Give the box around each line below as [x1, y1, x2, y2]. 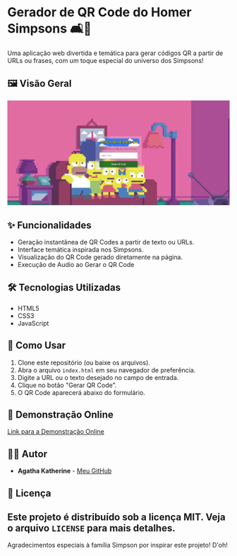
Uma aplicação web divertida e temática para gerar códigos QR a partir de [7, 49, 224, 57]
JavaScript [17, 319, 49, 327]
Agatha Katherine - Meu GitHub [17, 467, 112, 475]
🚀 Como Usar [7, 340, 66, 352]
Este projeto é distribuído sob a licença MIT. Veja [7, 511, 226, 524]
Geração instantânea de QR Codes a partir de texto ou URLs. [17, 238, 195, 247]
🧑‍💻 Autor [7, 448, 48, 460]
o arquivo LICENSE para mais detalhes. [7, 522, 176, 534]
